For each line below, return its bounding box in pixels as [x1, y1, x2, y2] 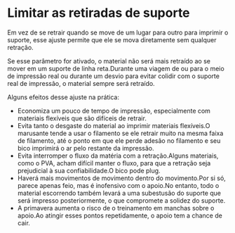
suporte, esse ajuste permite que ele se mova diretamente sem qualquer [7, 35, 217, 44]
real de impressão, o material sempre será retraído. [7, 79, 156, 87]
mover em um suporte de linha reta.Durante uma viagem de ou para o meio [7, 64, 224, 73]
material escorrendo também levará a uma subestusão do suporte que [17, 189, 221, 197]
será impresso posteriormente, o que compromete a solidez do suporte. [17, 196, 226, 205]
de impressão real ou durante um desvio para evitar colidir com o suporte [7, 72, 220, 80]
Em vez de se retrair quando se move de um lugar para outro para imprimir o [7, 28, 229, 37]
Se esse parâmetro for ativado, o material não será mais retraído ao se [7, 56, 210, 65]
